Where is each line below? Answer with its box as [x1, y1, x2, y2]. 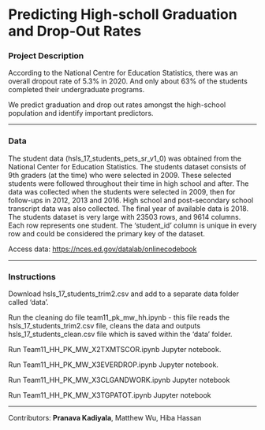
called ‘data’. [8, 298, 49, 307]
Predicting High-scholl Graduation [8, 6, 238, 24]
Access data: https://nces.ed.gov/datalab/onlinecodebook [8, 244, 197, 254]
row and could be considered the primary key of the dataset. [8, 228, 205, 238]
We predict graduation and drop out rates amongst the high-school [8, 100, 226, 109]
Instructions [8, 271, 57, 282]
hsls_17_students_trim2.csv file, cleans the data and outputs [8, 321, 201, 331]
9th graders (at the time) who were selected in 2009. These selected [8, 170, 232, 180]
